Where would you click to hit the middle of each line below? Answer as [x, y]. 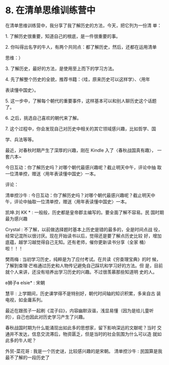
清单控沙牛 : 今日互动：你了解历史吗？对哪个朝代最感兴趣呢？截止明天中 [80, 195]
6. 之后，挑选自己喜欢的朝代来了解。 [44, 118]
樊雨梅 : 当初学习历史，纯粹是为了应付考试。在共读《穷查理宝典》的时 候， [83, 259]
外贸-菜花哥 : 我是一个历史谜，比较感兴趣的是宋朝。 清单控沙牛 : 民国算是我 [84, 351]
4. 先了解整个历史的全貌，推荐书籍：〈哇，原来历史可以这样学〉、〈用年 [78, 79]
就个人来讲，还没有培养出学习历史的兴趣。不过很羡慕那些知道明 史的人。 [81, 272]
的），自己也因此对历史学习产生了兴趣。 [46, 317]
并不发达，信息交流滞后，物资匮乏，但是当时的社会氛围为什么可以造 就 [83, 334]
